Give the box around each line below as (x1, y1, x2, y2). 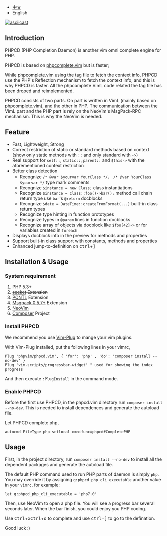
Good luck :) (5, 525, 31, 531)
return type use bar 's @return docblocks (19, 195, 103, 201)
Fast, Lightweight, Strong (12, 141, 64, 147)
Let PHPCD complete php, (5, 419, 59, 426)
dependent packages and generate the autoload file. (5, 461, 113, 467)
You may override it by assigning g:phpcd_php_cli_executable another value (5, 476, 161, 482)
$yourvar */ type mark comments (19, 179, 90, 185)
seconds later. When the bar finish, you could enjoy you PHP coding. (5, 505, 146, 511)
